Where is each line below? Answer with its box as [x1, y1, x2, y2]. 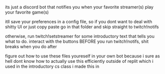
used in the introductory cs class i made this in [5, 63, 100, 69]
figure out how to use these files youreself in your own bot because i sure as [5, 53, 160, 59]
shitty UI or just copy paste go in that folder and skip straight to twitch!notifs [5, 24, 159, 30]
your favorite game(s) [5, 9, 49, 15]
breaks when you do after [5, 44, 57, 49]
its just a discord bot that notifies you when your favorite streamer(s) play [5, 4, 154, 10]
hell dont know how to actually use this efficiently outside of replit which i [5, 58, 154, 64]
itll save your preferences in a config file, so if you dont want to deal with [5, 19, 152, 24]
